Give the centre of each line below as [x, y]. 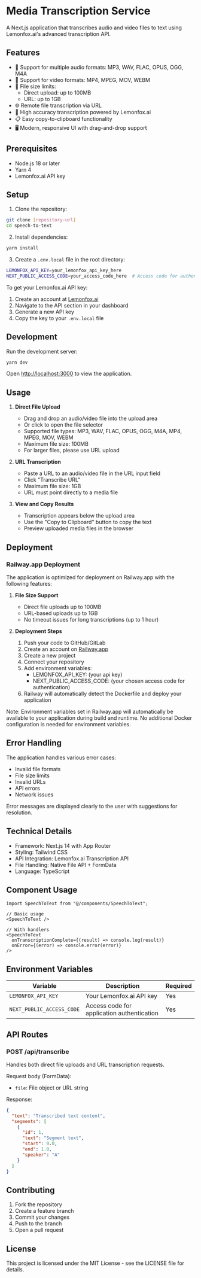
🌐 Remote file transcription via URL [58, 105]
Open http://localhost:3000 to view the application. [69, 374]
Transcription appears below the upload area [79, 516]
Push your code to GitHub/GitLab [65, 643]
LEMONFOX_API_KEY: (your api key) [77, 674]
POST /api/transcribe [38, 1051]
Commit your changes [42, 1217]
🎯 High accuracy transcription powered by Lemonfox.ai [83, 112]
